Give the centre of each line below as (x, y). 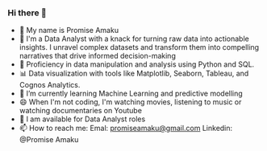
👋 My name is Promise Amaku (69, 31)
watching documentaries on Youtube (81, 111)
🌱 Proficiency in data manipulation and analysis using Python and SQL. (137, 64)
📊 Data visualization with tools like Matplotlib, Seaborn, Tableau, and (134, 73)
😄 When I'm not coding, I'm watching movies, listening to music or (130, 102)
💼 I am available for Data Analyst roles (82, 119)
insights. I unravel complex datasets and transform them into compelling (139, 47)
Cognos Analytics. (50, 85)
